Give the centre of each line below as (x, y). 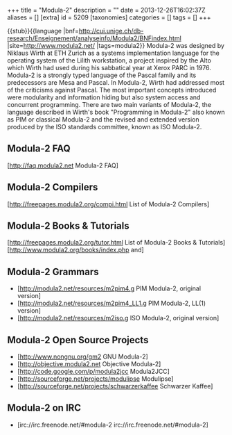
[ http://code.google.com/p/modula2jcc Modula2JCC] (93, 372)
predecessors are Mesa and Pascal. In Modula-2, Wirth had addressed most (116, 82)
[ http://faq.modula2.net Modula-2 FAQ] (63, 165)
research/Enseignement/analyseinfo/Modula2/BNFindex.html (94, 38)
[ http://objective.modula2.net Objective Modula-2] (89, 364)
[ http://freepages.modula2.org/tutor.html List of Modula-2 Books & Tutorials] (116, 243)
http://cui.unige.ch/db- (111, 31)
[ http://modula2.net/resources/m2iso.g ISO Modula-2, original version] (118, 318)
